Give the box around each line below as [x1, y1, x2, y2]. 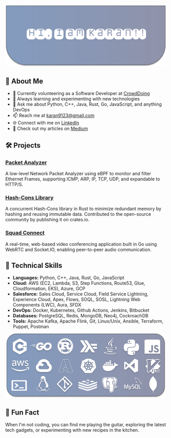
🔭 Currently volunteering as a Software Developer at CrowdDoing [12, 90, 150, 97]
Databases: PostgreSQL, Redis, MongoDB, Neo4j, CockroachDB [12, 313, 149, 319]
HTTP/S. [5, 181, 23, 187]
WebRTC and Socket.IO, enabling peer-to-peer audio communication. [5, 246, 152, 252]
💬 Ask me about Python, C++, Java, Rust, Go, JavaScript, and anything [12, 101, 162, 107]
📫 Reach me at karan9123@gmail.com [12, 112, 94, 119]
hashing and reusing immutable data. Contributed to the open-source [5, 211, 152, 217]
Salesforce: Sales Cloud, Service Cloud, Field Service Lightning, [12, 291, 149, 297]
